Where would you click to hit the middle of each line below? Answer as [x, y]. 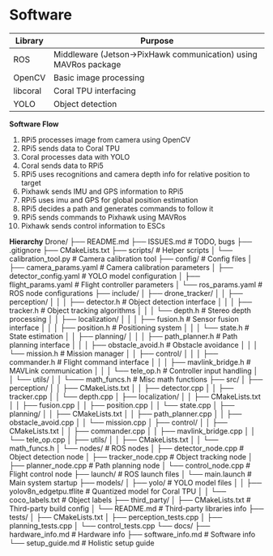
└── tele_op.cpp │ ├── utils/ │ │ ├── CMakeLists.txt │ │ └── [114, 439]
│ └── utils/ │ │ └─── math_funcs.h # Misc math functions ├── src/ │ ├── [136, 379]
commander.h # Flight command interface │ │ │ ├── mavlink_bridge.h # [130, 361]
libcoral [28, 91]
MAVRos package [87, 64]
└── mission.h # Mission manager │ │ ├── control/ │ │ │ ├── [114, 353]
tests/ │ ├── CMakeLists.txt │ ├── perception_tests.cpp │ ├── [116, 517]
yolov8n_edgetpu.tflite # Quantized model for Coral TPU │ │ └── [118, 491]
